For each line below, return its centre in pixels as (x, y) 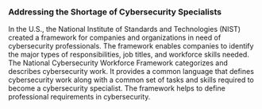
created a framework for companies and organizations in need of (115, 37)
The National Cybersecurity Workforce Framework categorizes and (118, 63)
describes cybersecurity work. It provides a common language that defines (131, 72)
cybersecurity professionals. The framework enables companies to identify (131, 46)
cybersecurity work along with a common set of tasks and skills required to (131, 80)
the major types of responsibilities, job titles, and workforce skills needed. (129, 55)
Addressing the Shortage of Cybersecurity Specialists (115, 12)
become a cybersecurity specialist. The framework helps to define (117, 88)
